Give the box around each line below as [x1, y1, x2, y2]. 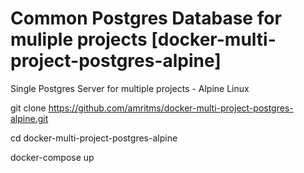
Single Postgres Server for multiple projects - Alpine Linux [10, 82, 250, 94]
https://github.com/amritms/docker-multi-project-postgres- [48, 102, 294, 114]
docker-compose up [10, 151, 95, 163]
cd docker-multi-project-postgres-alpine [10, 132, 178, 144]
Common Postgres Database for [10, 7, 282, 30]
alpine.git [10, 112, 49, 124]
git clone [10, 102, 47, 114]
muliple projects [10, 28, 148, 51]
